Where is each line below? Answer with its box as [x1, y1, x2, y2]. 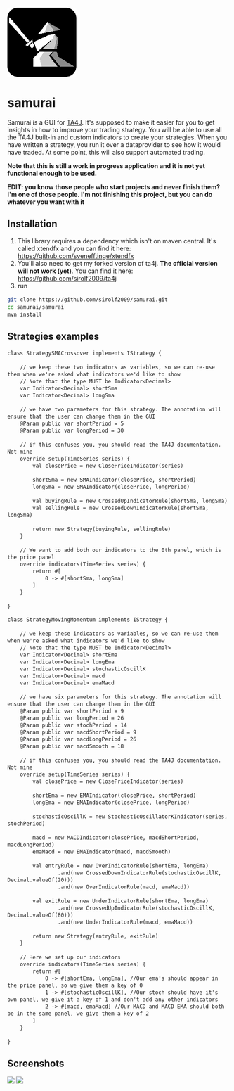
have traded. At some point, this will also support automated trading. [7, 148, 205, 156]
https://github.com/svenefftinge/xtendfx [17, 251, 134, 260]
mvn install [7, 311, 42, 318]
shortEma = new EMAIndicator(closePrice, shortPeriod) [32, 792, 197, 799]
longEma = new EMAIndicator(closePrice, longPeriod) [32, 799, 190, 806]
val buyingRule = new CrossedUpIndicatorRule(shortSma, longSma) [32, 497, 228, 505]
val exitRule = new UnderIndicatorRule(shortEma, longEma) [32, 898, 209, 905]
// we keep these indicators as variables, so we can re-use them [20, 630, 219, 637]
